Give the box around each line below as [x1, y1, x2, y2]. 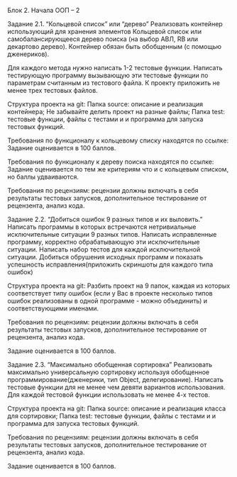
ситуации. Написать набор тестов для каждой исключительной [7, 245, 201, 254]
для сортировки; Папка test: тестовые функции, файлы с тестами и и [7, 412, 216, 420]
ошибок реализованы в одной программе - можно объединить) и [7, 297, 208, 305]
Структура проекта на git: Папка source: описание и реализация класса [7, 404, 226, 413]
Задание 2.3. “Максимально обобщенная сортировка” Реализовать [7, 361, 213, 369]
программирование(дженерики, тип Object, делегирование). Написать [7, 376, 224, 383]
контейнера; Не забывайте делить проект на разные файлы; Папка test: [7, 108, 225, 116]
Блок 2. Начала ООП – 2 [7, 6, 80, 14]
